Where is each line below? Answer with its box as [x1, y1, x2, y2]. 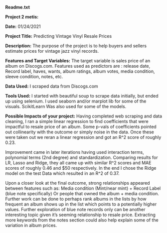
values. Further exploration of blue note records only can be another [5, 207, 146, 212]
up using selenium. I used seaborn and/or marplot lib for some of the [5, 98, 147, 104]
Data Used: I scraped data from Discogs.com [5, 83, 98, 89]
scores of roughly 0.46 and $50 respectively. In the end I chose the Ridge [5, 165, 157, 171]
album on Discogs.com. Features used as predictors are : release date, [5, 63, 151, 69]
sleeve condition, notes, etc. [5, 74, 63, 79]
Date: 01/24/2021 [5, 23, 41, 29]
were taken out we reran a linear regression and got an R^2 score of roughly [5, 134, 162, 140]
